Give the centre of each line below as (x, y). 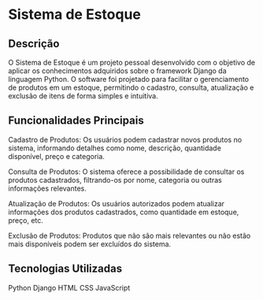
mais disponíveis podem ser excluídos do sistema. (90, 244)
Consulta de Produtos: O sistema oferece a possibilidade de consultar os (126, 172)
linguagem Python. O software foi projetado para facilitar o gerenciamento (129, 79)
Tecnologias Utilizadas (65, 269)
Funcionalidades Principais (76, 121)
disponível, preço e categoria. (56, 156)
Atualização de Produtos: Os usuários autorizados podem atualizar (117, 203)
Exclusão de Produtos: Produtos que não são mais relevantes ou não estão (130, 235)
